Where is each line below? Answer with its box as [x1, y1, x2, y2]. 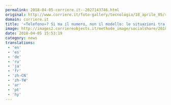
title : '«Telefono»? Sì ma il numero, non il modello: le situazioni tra [5, 21, 165, 27]
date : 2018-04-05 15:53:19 [5, 31, 63, 36]
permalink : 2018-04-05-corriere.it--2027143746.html [5, 7, 120, 13]
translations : [5, 40, 36, 45]
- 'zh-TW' [7, 78, 28, 83]
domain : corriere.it [5, 17, 49, 22]
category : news [5, 36, 38, 41]
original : [5, 12, 26, 17]
